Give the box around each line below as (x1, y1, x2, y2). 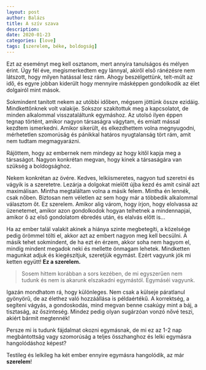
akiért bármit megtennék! (6, 314, 71, 321)
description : (6, 26, 40, 33)
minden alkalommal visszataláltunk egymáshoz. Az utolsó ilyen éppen (6, 111, 183, 119)
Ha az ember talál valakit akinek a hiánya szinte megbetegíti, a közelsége (6, 225, 191, 232)
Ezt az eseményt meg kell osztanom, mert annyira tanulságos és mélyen (6, 60, 189, 68)
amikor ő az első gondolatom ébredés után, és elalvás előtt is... (6, 213, 166, 221)
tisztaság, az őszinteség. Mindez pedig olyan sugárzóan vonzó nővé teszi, (6, 308, 194, 315)
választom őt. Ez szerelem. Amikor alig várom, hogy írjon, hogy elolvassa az (6, 200, 198, 208)
